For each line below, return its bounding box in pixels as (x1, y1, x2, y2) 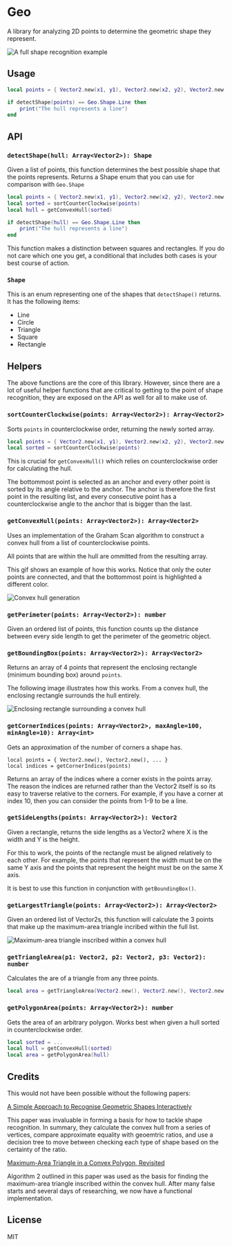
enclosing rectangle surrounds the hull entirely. (7, 691, 142, 699)
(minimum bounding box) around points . (7, 670, 123, 679)
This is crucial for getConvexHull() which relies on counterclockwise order (7, 457, 218, 466)
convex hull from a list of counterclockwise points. (7, 538, 151, 547)
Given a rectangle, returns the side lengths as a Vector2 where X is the (7, 827, 209, 836)
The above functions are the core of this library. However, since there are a (7, 378, 221, 387)
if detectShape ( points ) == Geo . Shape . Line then (7, 98, 147, 106)
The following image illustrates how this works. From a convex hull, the (7, 684, 209, 693)
